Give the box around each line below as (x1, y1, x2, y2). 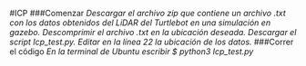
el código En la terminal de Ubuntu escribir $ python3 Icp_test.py (9, 46, 254, 57)
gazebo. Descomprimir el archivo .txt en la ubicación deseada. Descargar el (9, 27, 297, 37)
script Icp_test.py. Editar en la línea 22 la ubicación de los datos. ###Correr (9, 36, 294, 47)
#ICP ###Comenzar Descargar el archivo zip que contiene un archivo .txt (9, 8, 287, 18)
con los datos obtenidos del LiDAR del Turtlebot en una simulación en (9, 17, 271, 28)
